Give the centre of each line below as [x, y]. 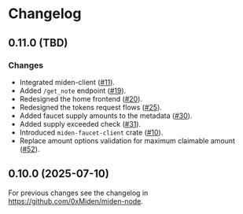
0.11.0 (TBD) [38, 43]
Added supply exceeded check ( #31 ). [80, 124]
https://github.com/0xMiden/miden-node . [76, 201]
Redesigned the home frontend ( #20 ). [81, 98]
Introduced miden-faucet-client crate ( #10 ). [91, 132]
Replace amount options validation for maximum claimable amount [127, 140]
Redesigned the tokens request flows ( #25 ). [91, 107]
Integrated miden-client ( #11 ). [67, 82]
